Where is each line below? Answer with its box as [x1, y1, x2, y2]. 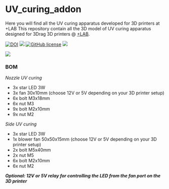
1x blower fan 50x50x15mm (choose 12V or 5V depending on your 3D [12, 136, 157, 142]
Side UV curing [5, 121, 37, 127]
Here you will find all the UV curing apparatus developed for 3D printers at [5, 20, 160, 26]
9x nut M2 [12, 111, 34, 117]
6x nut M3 [12, 101, 34, 107]
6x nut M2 [12, 163, 34, 169]
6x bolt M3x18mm [12, 95, 50, 101]
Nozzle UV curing [5, 75, 42, 81]
